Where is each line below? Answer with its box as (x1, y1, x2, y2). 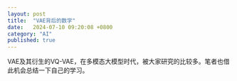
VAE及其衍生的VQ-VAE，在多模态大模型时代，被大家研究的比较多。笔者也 (7, 58, 224, 66)
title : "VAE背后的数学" (7, 17, 76, 24)
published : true (7, 37, 56, 44)
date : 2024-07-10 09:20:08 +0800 (7, 23, 113, 31)
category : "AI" (7, 30, 53, 38)
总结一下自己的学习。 (26, 66, 89, 75)
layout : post (7, 10, 46, 18)
